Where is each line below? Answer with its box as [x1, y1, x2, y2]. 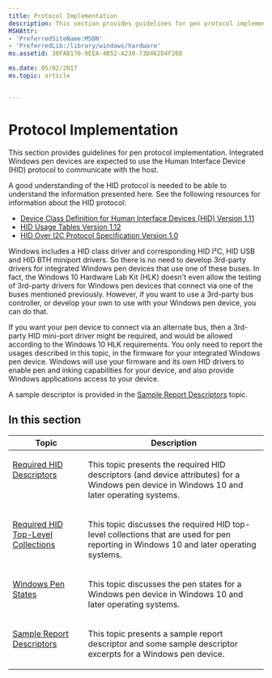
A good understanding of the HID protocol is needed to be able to [8, 180, 227, 190]
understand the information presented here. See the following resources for [8, 189, 261, 198]
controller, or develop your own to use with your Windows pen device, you [8, 297, 257, 308]
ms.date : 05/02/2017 [8, 64, 79, 73]
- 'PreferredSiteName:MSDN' [8, 34, 104, 43]
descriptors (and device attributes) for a [87, 469, 240, 480]
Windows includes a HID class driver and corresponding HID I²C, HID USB [8, 246, 255, 256]
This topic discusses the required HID [87, 518, 231, 530]
